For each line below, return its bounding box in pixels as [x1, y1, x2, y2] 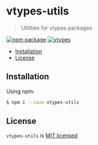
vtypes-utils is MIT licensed [6, 132, 78, 140]
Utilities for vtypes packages [20, 24, 92, 31]
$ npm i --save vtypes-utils [6, 99, 79, 105]
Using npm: [6, 88, 35, 95]
